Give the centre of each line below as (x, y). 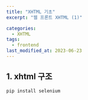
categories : (21, 28)
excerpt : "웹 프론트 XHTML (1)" (44, 17)
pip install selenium (33, 91)
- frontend (25, 45)
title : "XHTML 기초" (31, 12)
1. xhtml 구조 (29, 77)
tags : (13, 40)
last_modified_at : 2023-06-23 (44, 51)
